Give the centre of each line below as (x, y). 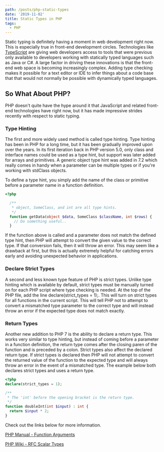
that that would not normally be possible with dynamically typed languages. (81, 78)
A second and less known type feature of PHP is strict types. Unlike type (78, 279)
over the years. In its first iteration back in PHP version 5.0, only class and (79, 150)
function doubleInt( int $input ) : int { (47, 407)
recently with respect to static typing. (43, 116)
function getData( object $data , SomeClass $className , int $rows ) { (81, 217)
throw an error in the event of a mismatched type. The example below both (81, 365)
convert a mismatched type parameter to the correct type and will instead (80, 305)
